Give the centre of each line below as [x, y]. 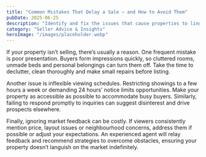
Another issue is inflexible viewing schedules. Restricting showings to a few [102, 84]
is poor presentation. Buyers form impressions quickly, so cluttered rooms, [101, 59]
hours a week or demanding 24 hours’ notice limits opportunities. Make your [103, 90]
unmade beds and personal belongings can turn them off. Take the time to [100, 65]
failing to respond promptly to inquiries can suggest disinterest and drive [98, 103]
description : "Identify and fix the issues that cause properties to [97, 23]
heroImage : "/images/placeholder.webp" [57, 35]
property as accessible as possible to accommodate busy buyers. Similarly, [102, 97]
